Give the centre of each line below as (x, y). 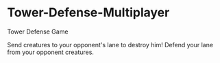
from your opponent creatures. (51, 52)
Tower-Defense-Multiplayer (88, 13)
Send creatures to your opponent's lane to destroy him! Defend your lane (110, 45)
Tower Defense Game (38, 32)
